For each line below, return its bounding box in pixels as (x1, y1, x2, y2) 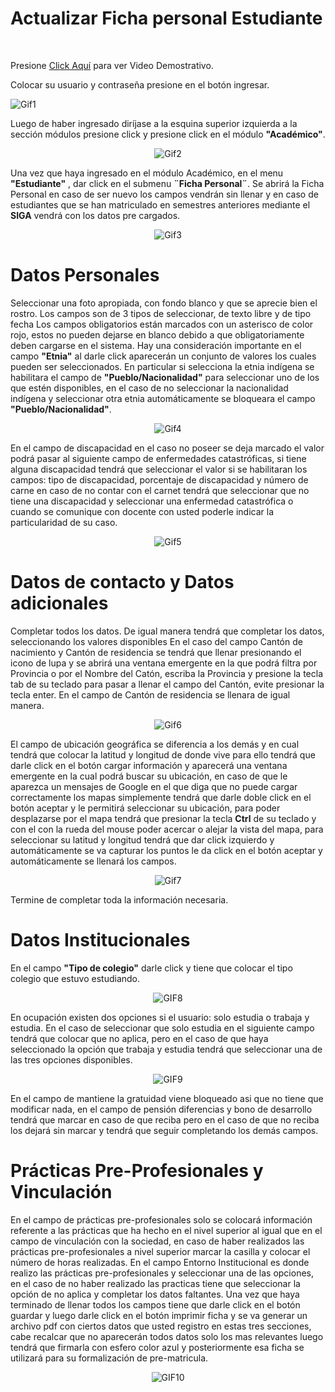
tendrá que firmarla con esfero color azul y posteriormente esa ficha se (10, 1341, 305, 1353)
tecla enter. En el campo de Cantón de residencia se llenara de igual (10, 688, 291, 701)
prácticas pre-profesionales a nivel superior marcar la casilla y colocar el (10, 1245, 311, 1257)
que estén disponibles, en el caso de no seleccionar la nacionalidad (10, 382, 289, 394)
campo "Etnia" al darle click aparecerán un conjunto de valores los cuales (10, 350, 317, 362)
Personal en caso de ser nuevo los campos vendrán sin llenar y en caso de (10, 188, 319, 200)
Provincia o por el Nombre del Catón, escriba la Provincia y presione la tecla (10, 667, 323, 679)
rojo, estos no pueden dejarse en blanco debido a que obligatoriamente (10, 328, 305, 341)
